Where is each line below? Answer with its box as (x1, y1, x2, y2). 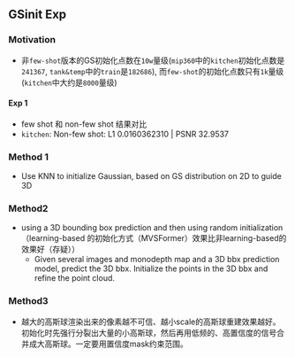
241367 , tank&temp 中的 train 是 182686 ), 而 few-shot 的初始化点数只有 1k (20, 66, 269, 76)
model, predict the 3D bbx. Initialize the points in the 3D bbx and (34, 263, 269, 274)
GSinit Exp (8, 7, 67, 22)
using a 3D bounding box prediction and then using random (20, 222, 238, 233)
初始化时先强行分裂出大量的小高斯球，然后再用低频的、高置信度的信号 (20, 327, 277, 338)
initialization (239, 222, 284, 233)
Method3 (8, 295, 49, 307)
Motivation (8, 34, 57, 46)
